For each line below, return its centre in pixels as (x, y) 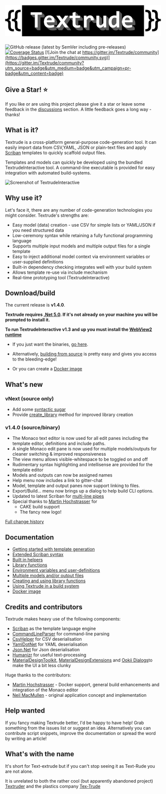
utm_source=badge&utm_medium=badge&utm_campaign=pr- (68, 68)
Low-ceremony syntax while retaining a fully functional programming (83, 235)
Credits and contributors (44, 607)
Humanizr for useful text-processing (49, 655)
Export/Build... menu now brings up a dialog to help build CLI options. (83, 491)
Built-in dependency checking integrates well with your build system (82, 267)
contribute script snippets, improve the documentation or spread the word (81, 733)
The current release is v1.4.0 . (35, 305)
